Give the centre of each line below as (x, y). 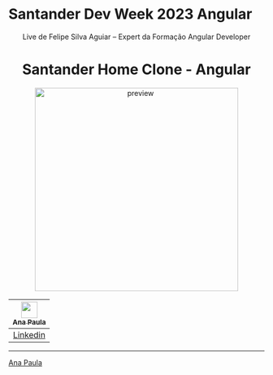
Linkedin (30, 334)
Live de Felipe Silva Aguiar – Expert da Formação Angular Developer (136, 37)
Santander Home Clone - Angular (136, 70)
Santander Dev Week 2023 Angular (130, 14)
